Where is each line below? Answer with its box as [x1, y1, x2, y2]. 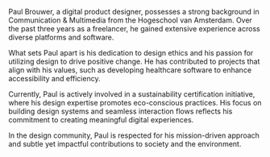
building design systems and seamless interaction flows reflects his [8, 106, 233, 116]
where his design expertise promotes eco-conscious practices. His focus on [8, 98, 262, 107]
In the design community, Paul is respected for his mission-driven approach [8, 130, 260, 140]
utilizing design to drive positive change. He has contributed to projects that [8, 56, 260, 66]
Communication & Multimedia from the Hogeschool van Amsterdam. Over [8, 15, 252, 25]
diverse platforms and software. [8, 32, 114, 42]
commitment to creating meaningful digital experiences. [8, 115, 194, 124]
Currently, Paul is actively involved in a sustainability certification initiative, [8, 89, 255, 99]
